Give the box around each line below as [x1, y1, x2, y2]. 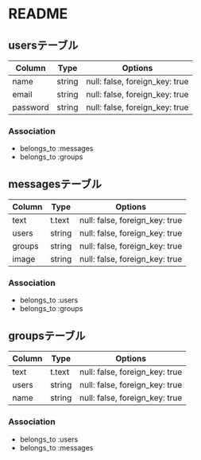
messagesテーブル [8, 177, 102, 191]
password [12, 102, 49, 112]
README [8, 5, 68, 23]
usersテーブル [8, 38, 79, 52]
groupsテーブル [8, 329, 86, 342]
